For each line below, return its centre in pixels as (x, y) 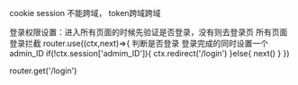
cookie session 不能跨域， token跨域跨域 (85, 13)
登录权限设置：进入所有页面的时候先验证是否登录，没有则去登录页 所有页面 (149, 32)
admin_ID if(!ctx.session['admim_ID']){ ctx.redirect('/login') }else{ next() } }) (149, 53)
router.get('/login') (43, 71)
